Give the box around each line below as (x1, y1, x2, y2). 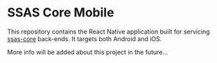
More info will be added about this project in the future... (7, 48, 168, 56)
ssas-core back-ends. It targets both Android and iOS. (7, 34, 162, 42)
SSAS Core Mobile (7, 5, 114, 21)
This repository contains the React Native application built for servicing (7, 27, 210, 36)
